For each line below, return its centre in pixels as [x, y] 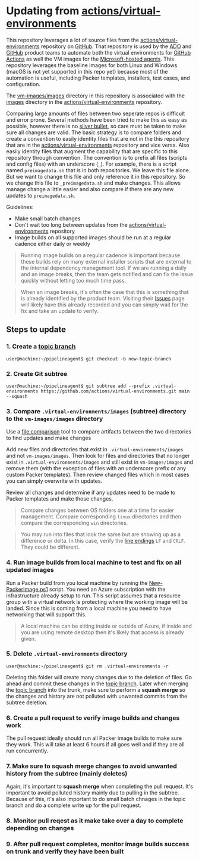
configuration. [23, 84]
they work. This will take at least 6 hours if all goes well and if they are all [95, 745]
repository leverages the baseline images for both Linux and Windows [92, 65]
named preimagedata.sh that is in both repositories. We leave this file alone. [98, 170]
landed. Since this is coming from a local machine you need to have [89, 608]
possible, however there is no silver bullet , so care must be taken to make [96, 126]
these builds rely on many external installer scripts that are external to [106, 261]
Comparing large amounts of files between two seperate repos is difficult [96, 113]
